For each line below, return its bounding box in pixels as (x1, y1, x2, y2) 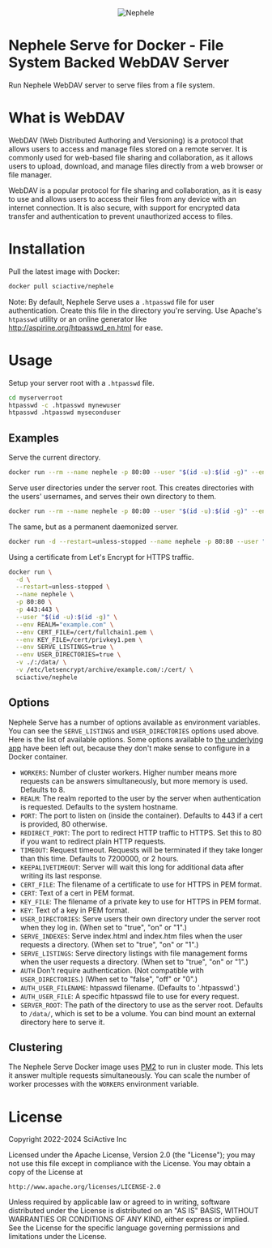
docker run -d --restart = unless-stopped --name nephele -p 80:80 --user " (8, 537, 266, 545)
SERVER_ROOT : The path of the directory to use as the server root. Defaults (19, 1000, 263, 1010)
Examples (8, 431, 59, 445)
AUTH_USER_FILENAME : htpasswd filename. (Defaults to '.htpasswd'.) (19, 982, 240, 992)
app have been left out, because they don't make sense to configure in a (8, 743, 251, 753)
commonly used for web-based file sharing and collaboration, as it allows (8, 152, 253, 162)
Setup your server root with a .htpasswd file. (8, 378, 155, 387)
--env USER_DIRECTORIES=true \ (15, 651, 121, 659)
